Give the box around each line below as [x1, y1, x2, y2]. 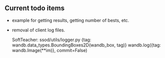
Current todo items [4, 4, 65, 12]
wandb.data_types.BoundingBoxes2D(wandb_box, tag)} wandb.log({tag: [11, 42, 161, 48]
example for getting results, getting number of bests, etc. [11, 17, 130, 23]
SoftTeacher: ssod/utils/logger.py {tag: [11, 36, 92, 42]
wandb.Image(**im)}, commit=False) [11, 47, 88, 53]
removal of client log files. [11, 27, 65, 33]
